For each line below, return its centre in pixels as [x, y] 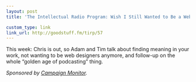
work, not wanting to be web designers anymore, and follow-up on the [91, 55]
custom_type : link [28, 27]
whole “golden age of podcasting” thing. [55, 62]
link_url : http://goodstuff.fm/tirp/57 [55, 33]
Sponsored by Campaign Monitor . [47, 73]
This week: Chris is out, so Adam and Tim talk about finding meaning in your [98, 49]
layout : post [22, 11]
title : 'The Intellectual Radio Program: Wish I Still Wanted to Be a [94, 17]
